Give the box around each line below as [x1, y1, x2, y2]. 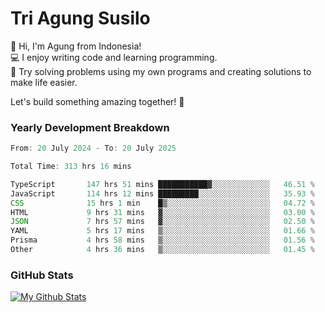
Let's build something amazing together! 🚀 [10, 95, 185, 107]
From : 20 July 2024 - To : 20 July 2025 [10, 143, 177, 154]
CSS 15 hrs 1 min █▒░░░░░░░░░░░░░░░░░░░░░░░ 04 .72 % [10, 198, 315, 208]
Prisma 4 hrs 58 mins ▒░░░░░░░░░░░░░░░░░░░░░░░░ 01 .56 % [10, 235, 315, 246]
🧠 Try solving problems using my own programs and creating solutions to [10, 65, 312, 77]
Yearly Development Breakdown [10, 120, 170, 134]
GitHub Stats [10, 268, 74, 282]
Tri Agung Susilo [10, 7, 151, 30]
